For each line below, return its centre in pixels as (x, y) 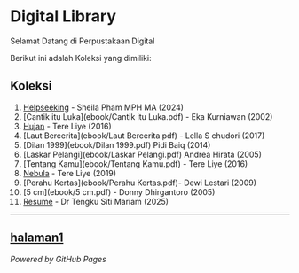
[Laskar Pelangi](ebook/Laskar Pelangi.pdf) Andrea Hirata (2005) (142, 154)
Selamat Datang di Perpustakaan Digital (83, 41)
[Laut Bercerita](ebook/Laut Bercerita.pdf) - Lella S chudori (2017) (144, 136)
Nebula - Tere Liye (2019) (70, 173)
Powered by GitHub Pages (59, 259)
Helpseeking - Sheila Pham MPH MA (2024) (103, 107)
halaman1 (37, 238)
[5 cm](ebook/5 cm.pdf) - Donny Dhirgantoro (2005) (119, 191)
